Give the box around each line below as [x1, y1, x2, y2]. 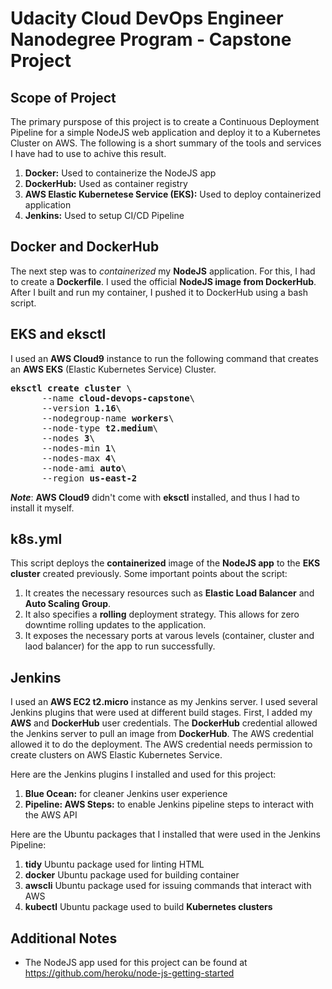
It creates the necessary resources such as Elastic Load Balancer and [24, 587, 315, 599]
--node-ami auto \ [41, 462, 127, 474]
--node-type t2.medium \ [41, 422, 159, 434]
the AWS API [24, 809, 78, 821]
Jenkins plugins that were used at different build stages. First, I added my [10, 707, 313, 719]
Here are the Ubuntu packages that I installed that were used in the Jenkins [10, 828, 321, 841]
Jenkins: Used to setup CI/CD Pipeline [24, 210, 185, 221]
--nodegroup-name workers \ [41, 412, 175, 424]
